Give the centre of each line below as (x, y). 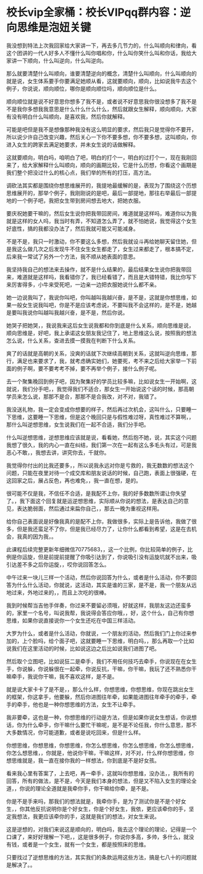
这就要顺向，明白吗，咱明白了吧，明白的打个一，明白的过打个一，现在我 (96, 157)
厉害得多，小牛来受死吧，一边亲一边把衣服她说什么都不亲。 (85, 284)
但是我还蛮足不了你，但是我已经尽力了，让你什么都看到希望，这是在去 (104, 529)
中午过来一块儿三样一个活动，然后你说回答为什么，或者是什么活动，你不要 (99, 577)
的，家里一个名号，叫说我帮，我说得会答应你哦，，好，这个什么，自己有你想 (100, 613)
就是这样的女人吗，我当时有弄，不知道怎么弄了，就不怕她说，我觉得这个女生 (101, 221)
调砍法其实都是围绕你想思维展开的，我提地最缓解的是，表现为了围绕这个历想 (101, 185)
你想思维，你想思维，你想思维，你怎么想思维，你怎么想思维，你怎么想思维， (101, 745)
